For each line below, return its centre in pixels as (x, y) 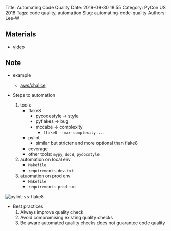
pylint (34, 137)
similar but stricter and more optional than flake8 (87, 143)
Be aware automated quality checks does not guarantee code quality (93, 223)
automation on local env (46, 159)
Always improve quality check (52, 212)
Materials (21, 35)
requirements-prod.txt (52, 187)
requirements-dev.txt (51, 171)
